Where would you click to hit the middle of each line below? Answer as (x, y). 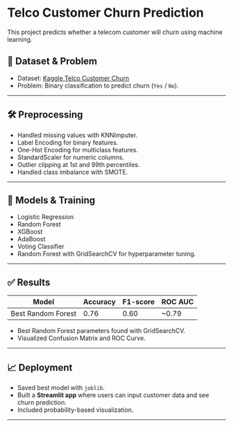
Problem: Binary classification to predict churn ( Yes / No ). (98, 86)
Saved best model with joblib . (61, 388)
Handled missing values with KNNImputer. (77, 135)
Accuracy (100, 302)
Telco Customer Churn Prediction (106, 13)
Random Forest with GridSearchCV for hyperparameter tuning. (106, 254)
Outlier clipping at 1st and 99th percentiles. (78, 164)
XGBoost (30, 232)
